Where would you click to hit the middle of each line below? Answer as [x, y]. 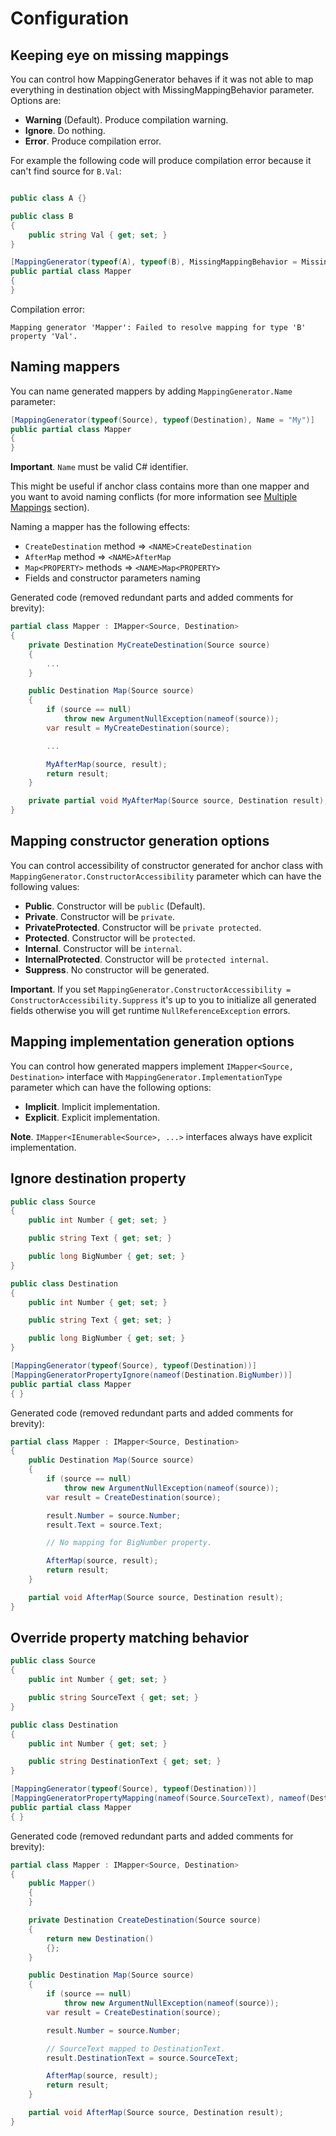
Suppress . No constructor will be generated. [117, 969]
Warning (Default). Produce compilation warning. [126, 120]
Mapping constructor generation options [140, 841]
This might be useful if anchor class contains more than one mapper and [160, 486]
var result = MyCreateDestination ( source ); [138, 728]
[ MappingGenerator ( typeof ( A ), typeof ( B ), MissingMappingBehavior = [154, 262]
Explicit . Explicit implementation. [92, 1117]
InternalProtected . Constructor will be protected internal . [146, 959]
